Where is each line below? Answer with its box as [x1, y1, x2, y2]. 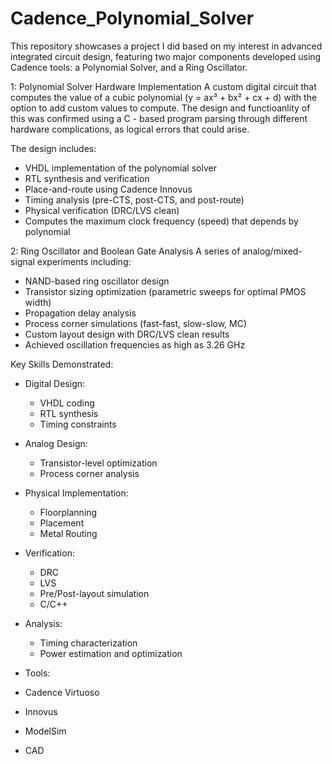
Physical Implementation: [24, 487, 129, 499]
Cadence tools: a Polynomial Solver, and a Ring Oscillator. [10, 61, 248, 73]
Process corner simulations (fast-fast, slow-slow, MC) [24, 317, 248, 329]
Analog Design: [24, 437, 88, 449]
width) [24, 296, 52, 308]
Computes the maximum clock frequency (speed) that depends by [24, 215, 299, 227]
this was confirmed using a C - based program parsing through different [10, 112, 308, 124]
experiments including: [36, 255, 132, 267]
